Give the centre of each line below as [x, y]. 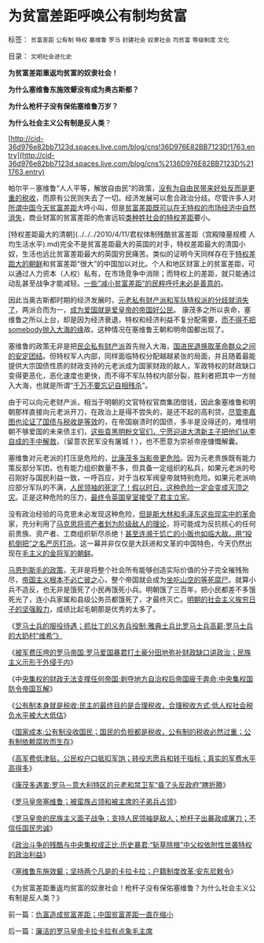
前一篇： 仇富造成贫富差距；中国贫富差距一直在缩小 [91, 914]
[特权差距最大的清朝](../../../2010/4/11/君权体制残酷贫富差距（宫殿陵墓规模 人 [132, 234]
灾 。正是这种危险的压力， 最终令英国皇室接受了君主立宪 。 [101, 497]
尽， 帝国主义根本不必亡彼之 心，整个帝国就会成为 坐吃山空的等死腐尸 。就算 [128, 579]
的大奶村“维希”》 [35, 635]
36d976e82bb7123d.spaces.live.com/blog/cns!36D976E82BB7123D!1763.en [132, 147]
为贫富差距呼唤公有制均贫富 [98, 16]
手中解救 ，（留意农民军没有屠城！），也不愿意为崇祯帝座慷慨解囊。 [135, 441]
